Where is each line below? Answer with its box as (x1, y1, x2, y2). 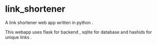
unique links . (5, 34, 32, 40)
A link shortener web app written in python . (5, 20, 94, 25)
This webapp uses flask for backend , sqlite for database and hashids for (5, 29, 152, 35)
